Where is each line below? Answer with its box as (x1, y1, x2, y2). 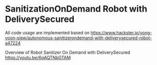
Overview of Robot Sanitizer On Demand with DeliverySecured (5, 49, 130, 55)
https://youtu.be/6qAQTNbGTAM (5, 54, 71, 60)
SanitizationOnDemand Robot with (5, 3, 147, 15)
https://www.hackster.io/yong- (90, 30, 152, 35)
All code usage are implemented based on (5, 30, 90, 35)
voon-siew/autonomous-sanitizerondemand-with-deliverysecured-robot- (5, 35, 152, 41)
